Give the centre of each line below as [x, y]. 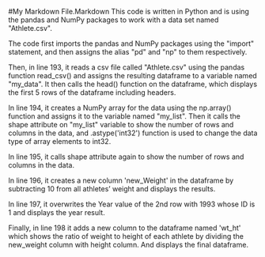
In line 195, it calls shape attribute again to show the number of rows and [126, 157]
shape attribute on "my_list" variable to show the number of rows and [121, 125]
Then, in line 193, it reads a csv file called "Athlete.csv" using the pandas [127, 67]
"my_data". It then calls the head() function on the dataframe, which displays [133, 84]
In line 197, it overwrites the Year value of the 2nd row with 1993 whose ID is [132, 204]
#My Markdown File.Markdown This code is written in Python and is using [129, 11]
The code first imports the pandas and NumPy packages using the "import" [131, 43]
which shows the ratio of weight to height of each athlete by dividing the [126, 236]
